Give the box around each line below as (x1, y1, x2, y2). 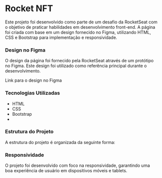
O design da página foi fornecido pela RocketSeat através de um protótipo (5, 58, 154, 64)
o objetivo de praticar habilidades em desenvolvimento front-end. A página (5, 24, 156, 30)
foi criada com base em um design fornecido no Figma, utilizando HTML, (5, 29, 151, 35)
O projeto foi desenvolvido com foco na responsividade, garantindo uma (5, 162, 150, 168)
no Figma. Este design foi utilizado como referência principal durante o (5, 63, 147, 69)
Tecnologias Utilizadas (5, 89, 60, 96)
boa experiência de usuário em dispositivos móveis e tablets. (5, 168, 127, 174)
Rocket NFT (5, 3, 54, 14)
